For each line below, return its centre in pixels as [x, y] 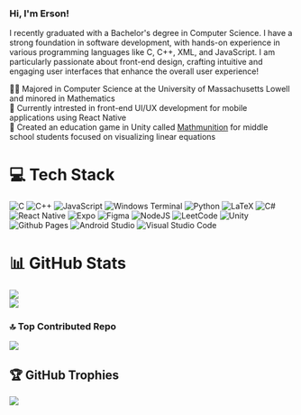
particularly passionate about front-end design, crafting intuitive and [136, 62]
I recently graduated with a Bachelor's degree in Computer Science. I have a [151, 33]
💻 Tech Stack [62, 175]
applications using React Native [68, 118]
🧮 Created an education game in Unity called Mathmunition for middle [139, 127]
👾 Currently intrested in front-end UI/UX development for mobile [128, 108]
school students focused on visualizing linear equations [113, 137]
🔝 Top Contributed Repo [63, 327]
